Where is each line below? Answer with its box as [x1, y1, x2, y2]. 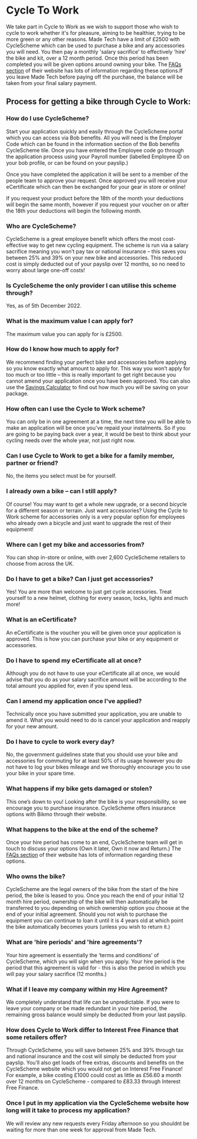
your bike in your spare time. [6, 770, 75, 777]
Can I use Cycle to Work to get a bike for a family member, [6, 452, 175, 460]
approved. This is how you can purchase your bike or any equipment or [6, 635, 179, 642]
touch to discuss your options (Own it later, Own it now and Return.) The [6, 845, 181, 852]
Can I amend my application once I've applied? [6, 697, 142, 705]
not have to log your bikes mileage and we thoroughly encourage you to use [6, 763, 191, 771]
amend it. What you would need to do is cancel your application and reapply [6, 717, 191, 724]
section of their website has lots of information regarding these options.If [6, 67, 183, 74]
